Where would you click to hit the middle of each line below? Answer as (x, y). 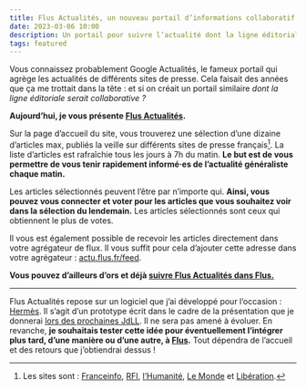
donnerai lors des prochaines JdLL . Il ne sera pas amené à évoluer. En (141, 321)
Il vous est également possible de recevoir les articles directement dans (144, 238)
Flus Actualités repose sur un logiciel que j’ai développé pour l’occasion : (146, 301)
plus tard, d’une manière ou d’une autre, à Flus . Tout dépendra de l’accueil (151, 340)
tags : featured (38, 43)
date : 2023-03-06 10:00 (55, 26)
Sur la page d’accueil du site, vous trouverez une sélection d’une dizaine (145, 134)
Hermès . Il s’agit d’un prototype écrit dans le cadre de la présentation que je (152, 311)
